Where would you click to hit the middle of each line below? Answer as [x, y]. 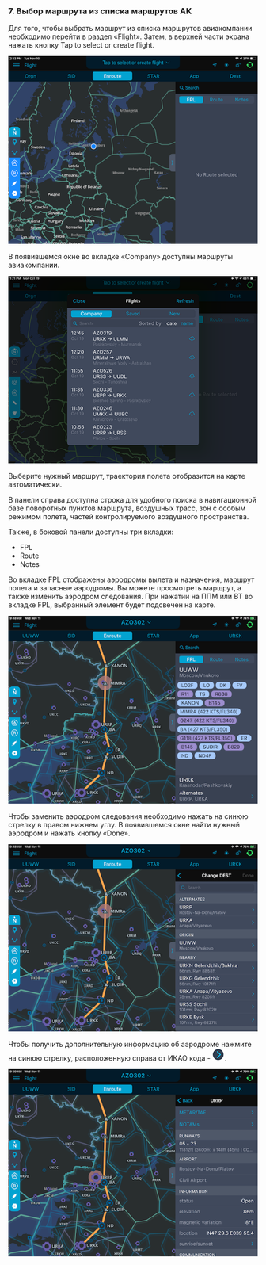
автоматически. [35, 484]
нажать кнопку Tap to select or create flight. [82, 45]
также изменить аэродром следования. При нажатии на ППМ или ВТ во [131, 597]
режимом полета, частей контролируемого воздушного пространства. [129, 517]
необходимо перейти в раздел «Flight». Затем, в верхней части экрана [129, 36]
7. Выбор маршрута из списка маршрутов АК [100, 11]
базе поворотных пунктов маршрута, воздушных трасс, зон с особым [127, 508]
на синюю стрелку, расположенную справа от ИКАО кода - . [118, 1058]
